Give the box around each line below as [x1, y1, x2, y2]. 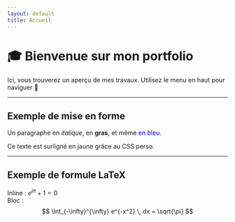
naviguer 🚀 [7, 83, 38, 91]
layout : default [7, 10, 55, 17]
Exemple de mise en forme [7, 110, 126, 122]
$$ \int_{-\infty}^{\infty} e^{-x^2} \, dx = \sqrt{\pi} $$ [41, 207, 194, 215]
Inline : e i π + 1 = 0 [7, 188, 58, 197]
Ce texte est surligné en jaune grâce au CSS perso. [7, 142, 155, 151]
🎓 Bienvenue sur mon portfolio [7, 48, 194, 64]
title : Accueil [7, 17, 52, 24]
